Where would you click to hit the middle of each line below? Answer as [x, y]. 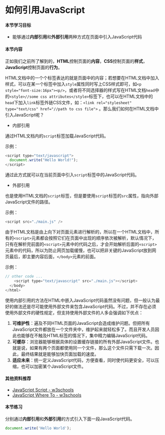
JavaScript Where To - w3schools [47, 395]
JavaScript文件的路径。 [29, 202]
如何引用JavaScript [45, 10]
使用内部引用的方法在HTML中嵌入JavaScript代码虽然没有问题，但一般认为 [81, 300]
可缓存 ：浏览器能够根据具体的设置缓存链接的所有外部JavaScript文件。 [83, 342]
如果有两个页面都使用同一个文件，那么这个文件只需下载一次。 [92, 348]
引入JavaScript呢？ [25, 115]
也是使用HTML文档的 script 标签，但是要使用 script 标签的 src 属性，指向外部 [82, 196]
